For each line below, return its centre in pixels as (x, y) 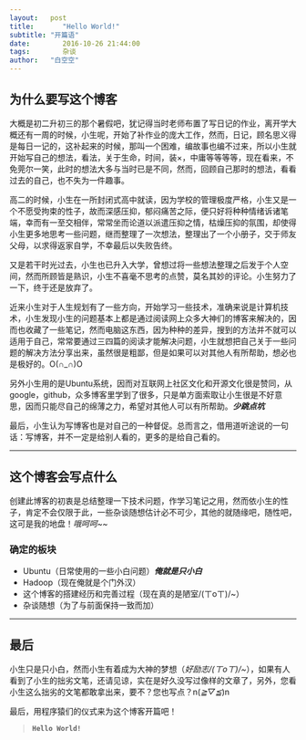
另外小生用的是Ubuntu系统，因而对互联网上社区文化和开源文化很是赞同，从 (151, 383)
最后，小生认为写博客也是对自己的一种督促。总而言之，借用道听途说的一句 (149, 425)
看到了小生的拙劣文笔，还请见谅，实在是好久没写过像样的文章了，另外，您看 (153, 680)
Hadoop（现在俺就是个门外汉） (82, 582)
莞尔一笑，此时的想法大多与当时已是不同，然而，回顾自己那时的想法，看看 (157, 169)
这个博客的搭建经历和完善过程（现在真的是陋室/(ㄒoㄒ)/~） (133, 593)
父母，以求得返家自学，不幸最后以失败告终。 (93, 245)
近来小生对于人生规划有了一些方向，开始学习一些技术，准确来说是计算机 (145, 307)
